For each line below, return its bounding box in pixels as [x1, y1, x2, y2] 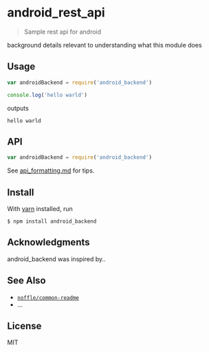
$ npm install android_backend [7, 218, 97, 225]
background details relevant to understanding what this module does [7, 41, 202, 49]
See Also [7, 275, 46, 287]
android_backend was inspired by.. [7, 254, 106, 263]
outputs [7, 104, 29, 112]
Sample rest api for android [23, 27, 102, 36]
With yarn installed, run [7, 205, 74, 212]
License [7, 320, 42, 332]
